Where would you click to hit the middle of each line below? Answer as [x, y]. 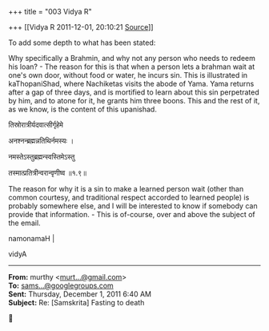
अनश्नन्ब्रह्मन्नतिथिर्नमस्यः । [41, 141]
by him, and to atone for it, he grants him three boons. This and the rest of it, [134, 101]
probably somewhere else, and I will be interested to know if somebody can [133, 206]
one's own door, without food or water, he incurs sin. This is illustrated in [128, 75]
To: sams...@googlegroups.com [61, 285]
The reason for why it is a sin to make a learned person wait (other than [126, 189]
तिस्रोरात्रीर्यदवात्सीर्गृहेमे [36, 125]
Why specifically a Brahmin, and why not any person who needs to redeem [132, 58]
